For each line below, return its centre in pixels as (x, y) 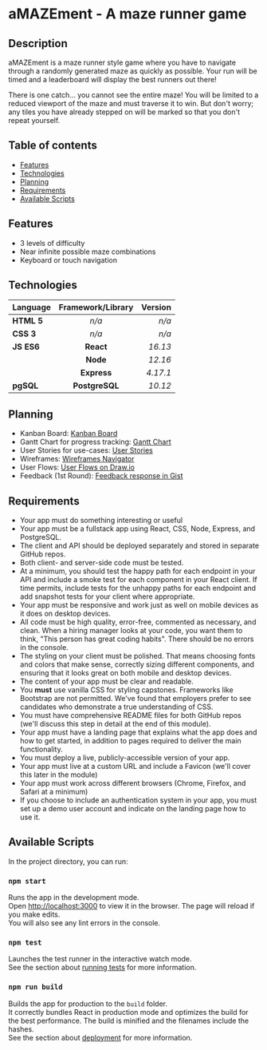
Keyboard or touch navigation (69, 260)
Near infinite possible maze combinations (88, 252)
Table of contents (53, 146)
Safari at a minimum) (54, 792)
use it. (30, 817)
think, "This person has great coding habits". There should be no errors (137, 639)
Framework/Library (96, 307)
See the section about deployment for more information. (100, 1037)
